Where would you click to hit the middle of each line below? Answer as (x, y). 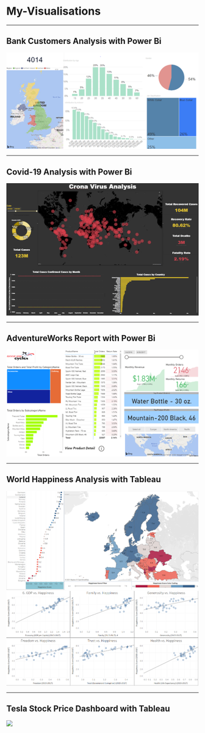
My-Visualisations (54, 11)
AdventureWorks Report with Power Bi (81, 338)
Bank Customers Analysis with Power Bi (84, 41)
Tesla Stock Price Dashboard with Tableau (88, 709)
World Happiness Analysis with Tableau (84, 479)
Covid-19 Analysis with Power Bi (69, 172)
